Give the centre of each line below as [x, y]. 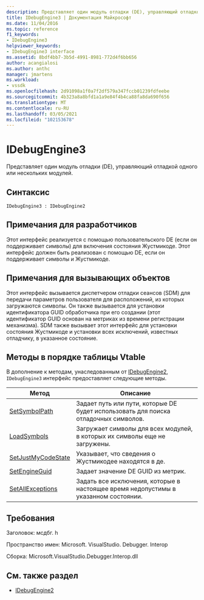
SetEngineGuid [31, 471]
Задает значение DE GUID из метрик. [131, 471]
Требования [30, 518]
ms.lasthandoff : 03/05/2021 [42, 114]
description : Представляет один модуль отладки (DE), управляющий [92, 12]
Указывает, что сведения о [116, 454]
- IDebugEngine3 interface [40, 52]
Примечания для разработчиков [72, 225]
